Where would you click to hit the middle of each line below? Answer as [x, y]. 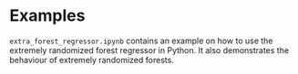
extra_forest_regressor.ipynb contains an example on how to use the [141, 41]
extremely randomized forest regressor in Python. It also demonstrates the [149, 50]
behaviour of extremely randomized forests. [92, 60]
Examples [47, 16]
